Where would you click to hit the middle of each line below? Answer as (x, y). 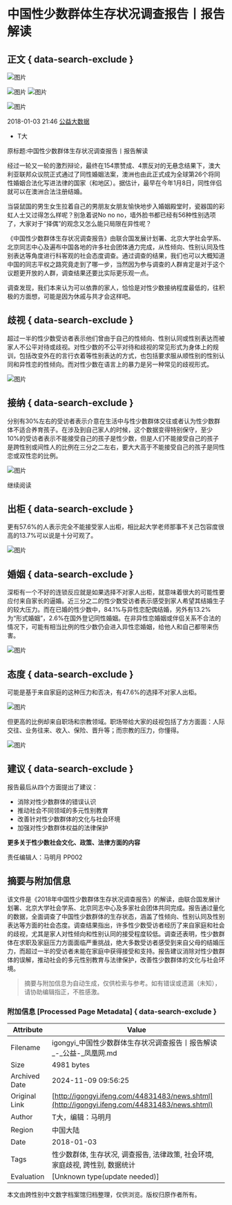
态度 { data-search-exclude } (70, 674)
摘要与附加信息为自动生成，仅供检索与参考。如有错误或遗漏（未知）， (122, 983)
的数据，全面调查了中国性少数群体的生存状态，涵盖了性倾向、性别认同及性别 (116, 916)
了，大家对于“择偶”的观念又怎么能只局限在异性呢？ (79, 223)
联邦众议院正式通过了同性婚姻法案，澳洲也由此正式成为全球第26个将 (117, 174)
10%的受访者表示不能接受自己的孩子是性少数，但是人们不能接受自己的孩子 (113, 438)
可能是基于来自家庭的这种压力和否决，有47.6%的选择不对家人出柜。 (104, 692)
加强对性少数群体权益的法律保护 (62, 827)
